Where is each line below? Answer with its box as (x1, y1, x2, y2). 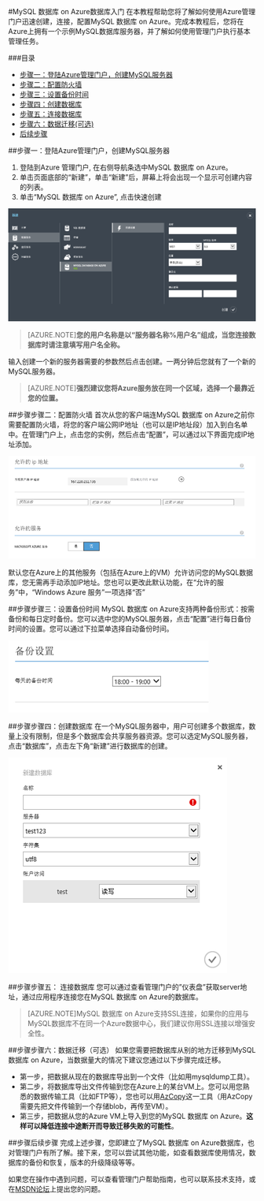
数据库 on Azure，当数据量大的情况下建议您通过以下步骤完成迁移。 (8, 1055, 225, 1065)
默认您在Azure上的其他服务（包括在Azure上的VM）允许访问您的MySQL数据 (8, 567, 254, 577)
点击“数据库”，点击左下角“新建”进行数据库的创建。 (8, 740, 172, 751)
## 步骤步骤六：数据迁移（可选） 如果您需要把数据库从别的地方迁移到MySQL (8, 1045, 256, 1054)
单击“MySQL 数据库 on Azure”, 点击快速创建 (19, 192, 162, 201)
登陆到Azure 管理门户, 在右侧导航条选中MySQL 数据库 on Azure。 (19, 162, 233, 172)
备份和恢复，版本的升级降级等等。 (28, 1158, 139, 1167)
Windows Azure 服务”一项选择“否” (35, 587, 145, 597)
